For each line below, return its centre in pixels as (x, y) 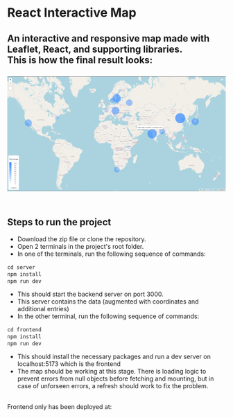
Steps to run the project (59, 222)
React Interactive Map (72, 13)
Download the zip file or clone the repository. (81, 239)
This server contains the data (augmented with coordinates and (108, 301)
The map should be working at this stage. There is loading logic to (112, 371)
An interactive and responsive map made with (109, 38)
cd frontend (24, 330)
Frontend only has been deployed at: (60, 406)
